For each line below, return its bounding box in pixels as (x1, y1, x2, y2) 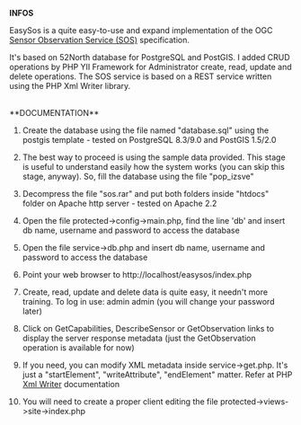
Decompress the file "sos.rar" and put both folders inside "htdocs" (22, 189, 270, 199)
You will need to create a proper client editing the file (22, 396, 218, 407)
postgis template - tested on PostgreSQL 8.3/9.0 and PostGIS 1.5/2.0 (22, 135, 277, 145)
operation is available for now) (22, 342, 135, 353)
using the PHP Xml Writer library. (9, 81, 131, 91)
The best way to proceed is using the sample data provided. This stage (22, 152, 286, 163)
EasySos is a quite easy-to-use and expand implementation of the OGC (9, 25, 273, 35)
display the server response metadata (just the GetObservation (22, 332, 256, 343)
